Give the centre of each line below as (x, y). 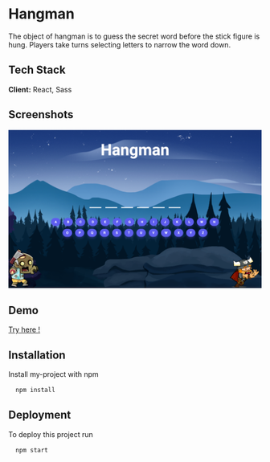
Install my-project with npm (53, 374)
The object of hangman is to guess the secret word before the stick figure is (134, 36)
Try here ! (25, 329)
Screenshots (41, 114)
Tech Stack (37, 70)
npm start (32, 450)
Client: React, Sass (40, 89)
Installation (37, 355)
